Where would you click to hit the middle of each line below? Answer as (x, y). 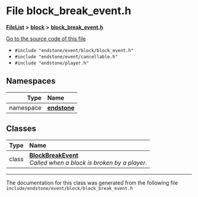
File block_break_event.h (69, 11)
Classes (21, 129)
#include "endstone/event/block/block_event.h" (74, 50)
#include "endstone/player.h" (52, 63)
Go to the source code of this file (46, 38)
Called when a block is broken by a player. (88, 162)
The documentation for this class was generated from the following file (92, 183)
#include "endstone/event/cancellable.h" (66, 57)
